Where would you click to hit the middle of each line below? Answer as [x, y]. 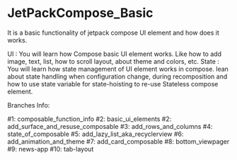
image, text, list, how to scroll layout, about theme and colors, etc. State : [113, 61]
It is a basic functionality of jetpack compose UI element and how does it [113, 33]
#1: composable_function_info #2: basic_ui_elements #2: [89, 119]
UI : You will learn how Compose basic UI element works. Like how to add [114, 54]
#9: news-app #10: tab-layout [51, 149]
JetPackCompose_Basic [80, 13]
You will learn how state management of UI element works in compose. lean [118, 69]
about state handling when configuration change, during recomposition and [117, 76]
